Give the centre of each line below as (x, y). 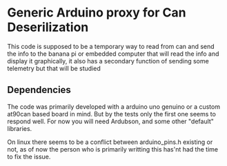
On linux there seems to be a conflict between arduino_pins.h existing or (110, 142)
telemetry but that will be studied (54, 68)
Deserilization (48, 27)
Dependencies (39, 90)
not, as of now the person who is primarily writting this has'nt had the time (113, 149)
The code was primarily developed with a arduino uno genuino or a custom (114, 106)
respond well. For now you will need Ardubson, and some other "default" (110, 121)
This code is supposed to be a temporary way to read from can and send (111, 46)
